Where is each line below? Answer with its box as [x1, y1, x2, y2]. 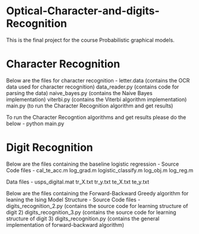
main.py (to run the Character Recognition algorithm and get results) [6, 102, 173, 109]
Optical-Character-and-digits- [6, 4, 160, 18]
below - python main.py [6, 120, 64, 127]
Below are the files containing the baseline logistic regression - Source [6, 160, 179, 167]
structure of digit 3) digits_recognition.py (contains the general [6, 215, 160, 222]
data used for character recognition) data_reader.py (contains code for [6, 83, 179, 90]
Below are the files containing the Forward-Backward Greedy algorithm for [6, 189, 189, 197]
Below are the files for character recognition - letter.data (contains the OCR [6, 77, 190, 84]
